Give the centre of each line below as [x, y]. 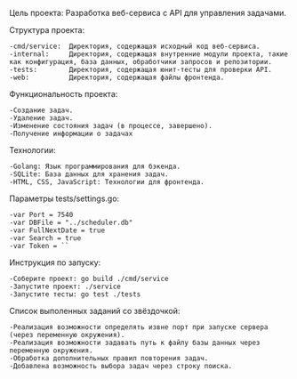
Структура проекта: [47, 30]
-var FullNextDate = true [57, 230]
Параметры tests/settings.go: [64, 198]
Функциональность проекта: [64, 94]
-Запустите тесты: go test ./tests [75, 294]
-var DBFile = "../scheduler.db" [71, 222]
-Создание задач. [41, 110]
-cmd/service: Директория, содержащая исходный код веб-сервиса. [135, 46]
